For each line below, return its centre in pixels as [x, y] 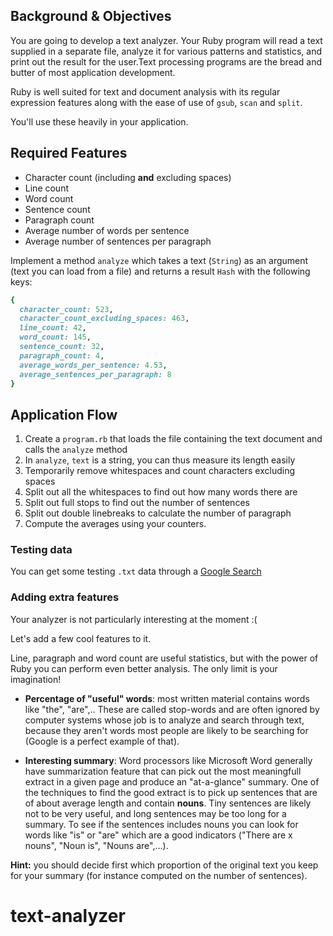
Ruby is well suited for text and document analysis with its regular [145, 91]
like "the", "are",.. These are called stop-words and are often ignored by [172, 709]
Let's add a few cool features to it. [81, 638]
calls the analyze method [76, 450]
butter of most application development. [93, 72]
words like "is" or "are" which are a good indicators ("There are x [158, 835]
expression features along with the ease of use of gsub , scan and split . [156, 102]
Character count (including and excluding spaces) [128, 177]
